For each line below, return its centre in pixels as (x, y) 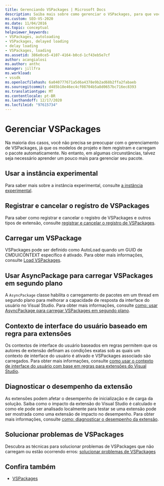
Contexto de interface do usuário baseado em (76, 326)
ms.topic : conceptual (27, 28)
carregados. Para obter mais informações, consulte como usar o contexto (79, 361)
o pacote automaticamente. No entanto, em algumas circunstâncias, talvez (80, 153)
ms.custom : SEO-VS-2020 (29, 19)
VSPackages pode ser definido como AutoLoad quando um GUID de (74, 250)
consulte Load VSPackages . (33, 260)
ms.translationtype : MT (29, 91)
